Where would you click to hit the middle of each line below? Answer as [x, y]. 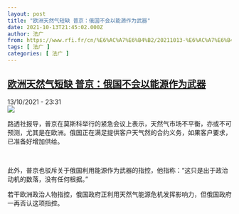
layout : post [27, 14]
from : [15, 41]
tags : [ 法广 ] [29, 47]
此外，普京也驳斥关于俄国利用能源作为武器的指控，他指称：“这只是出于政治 [118, 170]
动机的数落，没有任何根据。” [48, 179]
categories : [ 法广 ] [38, 54]
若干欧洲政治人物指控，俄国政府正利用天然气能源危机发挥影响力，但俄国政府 [119, 194]
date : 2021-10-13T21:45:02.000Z [55, 27]
